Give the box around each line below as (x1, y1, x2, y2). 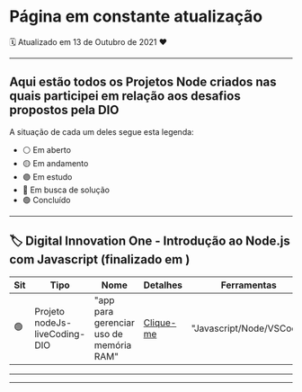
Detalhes (143, 279, 182, 291)
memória (93, 339, 132, 352)
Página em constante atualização (9, 6, 263, 27)
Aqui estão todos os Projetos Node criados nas (9, 75, 277, 90)
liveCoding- (34, 327, 86, 340)
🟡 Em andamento (22, 157, 89, 168)
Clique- (143, 316, 177, 329)
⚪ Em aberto (22, 144, 72, 155)
